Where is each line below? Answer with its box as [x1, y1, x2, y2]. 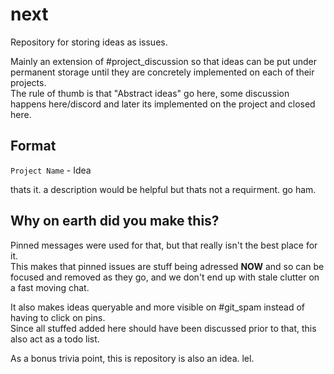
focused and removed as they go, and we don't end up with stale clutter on [10, 271, 320, 283]
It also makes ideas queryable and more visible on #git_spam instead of [10, 301, 305, 313]
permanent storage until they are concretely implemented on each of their [10, 66, 315, 78]
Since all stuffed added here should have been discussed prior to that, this [10, 322, 317, 334]
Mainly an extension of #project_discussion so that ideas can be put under [10, 55, 318, 67]
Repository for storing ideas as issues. [10, 36, 168, 48]
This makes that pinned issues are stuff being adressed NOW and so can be [10, 260, 325, 272]
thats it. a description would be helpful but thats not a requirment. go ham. [10, 183, 317, 195]
